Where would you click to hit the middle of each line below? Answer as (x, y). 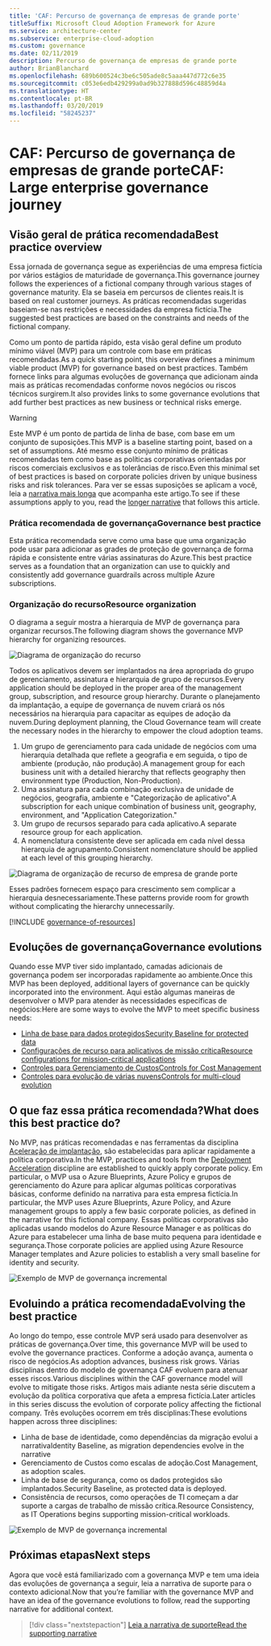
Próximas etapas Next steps (80, 1555)
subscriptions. (33, 584)
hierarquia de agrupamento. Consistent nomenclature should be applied (139, 849)
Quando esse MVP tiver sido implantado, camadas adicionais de (116, 966)
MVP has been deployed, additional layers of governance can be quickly (129, 984)
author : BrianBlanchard (49, 69)
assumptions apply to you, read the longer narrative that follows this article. (135, 502)
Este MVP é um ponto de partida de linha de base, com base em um (122, 433)
